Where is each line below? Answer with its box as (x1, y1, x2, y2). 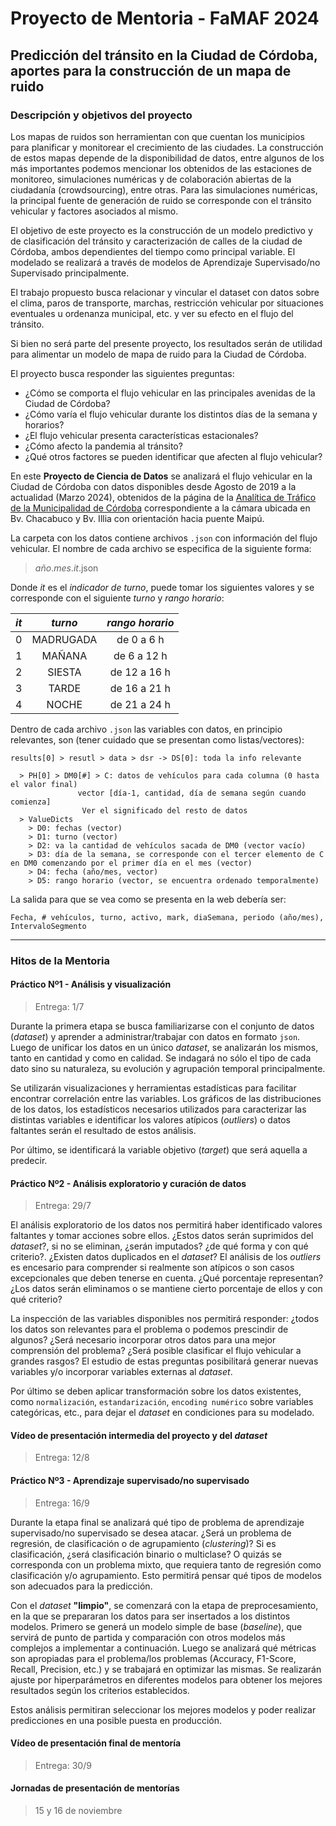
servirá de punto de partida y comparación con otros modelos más (10, 1631, 286, 1643)
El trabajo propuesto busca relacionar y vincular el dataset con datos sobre (10, 286, 320, 298)
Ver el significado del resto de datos (81, 805, 248, 816)
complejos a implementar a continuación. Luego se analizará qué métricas (10, 1642, 317, 1654)
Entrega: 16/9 (34, 1497, 90, 1509)
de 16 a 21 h (109, 681, 171, 695)
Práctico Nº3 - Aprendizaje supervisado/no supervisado (10, 1475, 250, 1486)
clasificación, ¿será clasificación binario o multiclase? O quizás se (10, 1548, 282, 1560)
